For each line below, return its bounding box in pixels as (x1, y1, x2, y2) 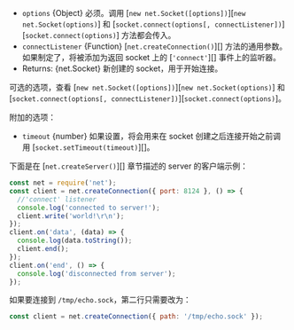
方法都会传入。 (120, 30, 176, 40)
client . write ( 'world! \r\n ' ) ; (17, 211, 125, 220)
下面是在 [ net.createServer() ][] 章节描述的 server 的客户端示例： (9, 161, 249, 171)
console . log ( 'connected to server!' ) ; (17, 203, 161, 212)
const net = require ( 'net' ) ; (9, 178, 117, 187)
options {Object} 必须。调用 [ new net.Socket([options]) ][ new (21, 8, 246, 18)
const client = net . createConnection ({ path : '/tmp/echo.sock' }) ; (9, 312, 264, 321)
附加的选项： (9, 112, 56, 122)
